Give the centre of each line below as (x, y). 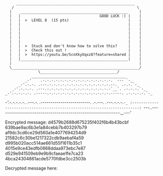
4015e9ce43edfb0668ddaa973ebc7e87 (45, 148)
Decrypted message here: (31, 168)
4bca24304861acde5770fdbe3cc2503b (46, 159)
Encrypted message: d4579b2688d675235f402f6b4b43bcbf (67, 122)
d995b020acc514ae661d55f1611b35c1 (43, 143)
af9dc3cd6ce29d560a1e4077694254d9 (46, 133)
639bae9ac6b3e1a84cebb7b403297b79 (46, 127)
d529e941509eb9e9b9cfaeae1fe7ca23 (44, 153)
